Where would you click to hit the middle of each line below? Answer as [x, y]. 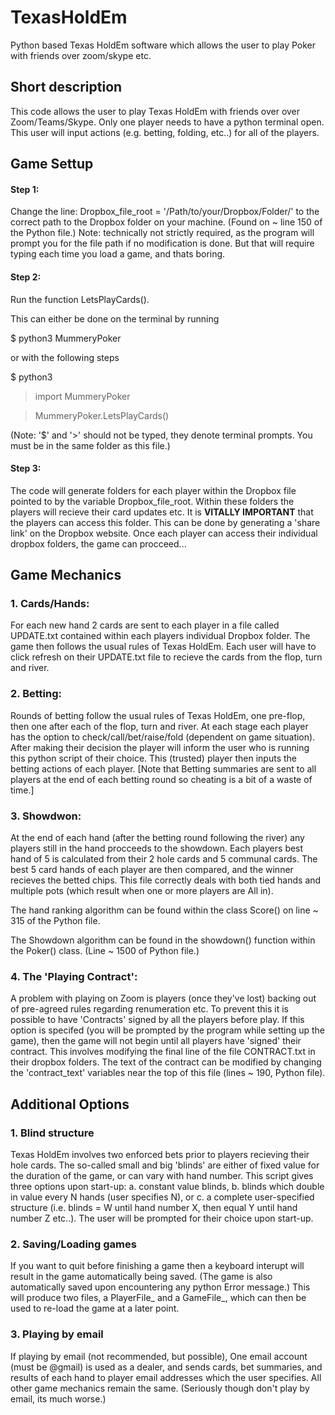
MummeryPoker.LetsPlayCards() [102, 415]
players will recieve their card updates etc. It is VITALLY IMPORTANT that [162, 512]
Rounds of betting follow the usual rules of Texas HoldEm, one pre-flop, [158, 715]
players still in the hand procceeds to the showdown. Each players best [157, 848]
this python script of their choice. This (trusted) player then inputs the [154, 758]
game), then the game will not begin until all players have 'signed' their [156, 1041]
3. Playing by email [57, 1334]
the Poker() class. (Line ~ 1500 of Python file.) [105, 951]
